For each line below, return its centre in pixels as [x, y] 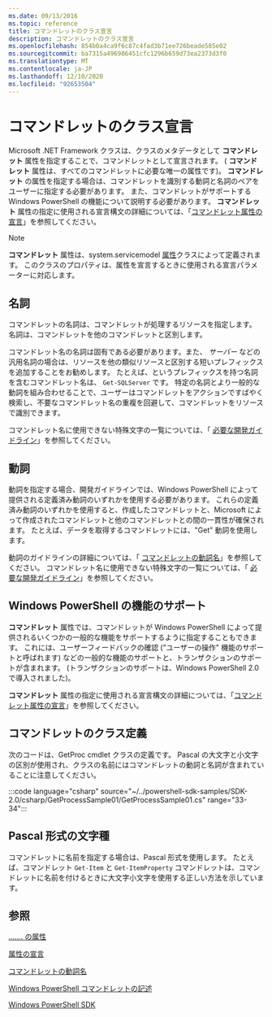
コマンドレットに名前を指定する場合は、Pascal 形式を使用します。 [120, 857]
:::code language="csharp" [54, 791]
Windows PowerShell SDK [52, 1005]
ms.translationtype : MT [49, 62]
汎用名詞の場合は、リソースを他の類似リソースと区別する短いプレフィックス [136, 362]
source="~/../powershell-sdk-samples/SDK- [174, 791]
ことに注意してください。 [58, 775]
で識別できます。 [37, 413]
